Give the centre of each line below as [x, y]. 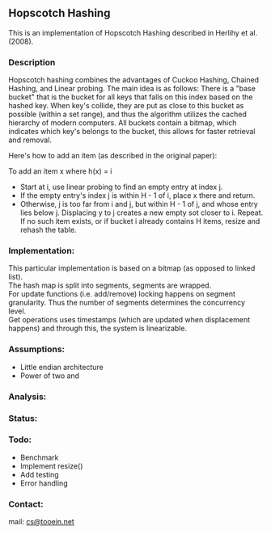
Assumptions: [37, 349]
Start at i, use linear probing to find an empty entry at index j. [121, 187]
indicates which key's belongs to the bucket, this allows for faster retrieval [132, 132]
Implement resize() [51, 466]
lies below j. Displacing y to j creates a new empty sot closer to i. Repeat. [142, 212]
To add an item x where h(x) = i [60, 171]
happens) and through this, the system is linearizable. [98, 328]
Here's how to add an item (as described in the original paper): [113, 156]
